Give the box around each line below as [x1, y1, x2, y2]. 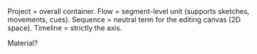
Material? [7, 38, 38, 48]
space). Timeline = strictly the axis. [7, 23, 123, 32]
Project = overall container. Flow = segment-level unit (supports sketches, [7, 7, 250, 16]
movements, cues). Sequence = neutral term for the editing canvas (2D [7, 15, 241, 24]
